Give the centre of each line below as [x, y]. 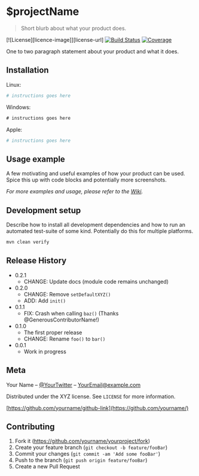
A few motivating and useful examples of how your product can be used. [96, 174]
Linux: [14, 84]
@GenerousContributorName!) [62, 320]
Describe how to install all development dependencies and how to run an [96, 225]
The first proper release [53, 332]
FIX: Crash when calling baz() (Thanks [71, 313]
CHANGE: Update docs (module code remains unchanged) [96, 281]
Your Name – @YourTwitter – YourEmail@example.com [74, 384]
